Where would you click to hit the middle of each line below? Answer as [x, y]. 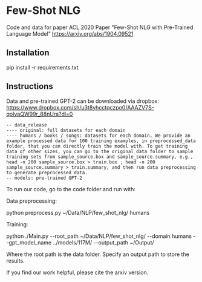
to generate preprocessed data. [47, 172]
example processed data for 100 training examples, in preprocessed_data [101, 141]
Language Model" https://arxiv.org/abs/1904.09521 [70, 33]
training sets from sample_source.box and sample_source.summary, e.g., [100, 157]
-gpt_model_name [29, 242]
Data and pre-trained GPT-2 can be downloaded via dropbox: [83, 101]
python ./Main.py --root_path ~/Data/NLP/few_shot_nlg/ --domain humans [99, 236]
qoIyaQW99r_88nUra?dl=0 [40, 114]
